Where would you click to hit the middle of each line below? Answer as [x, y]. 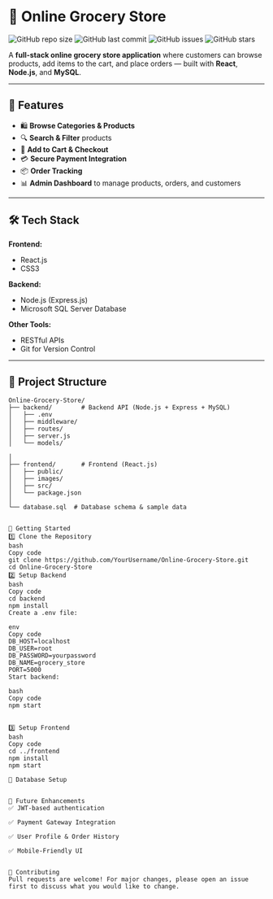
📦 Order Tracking [51, 171]
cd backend [27, 599]
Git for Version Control [58, 348]
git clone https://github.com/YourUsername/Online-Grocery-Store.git [129, 561]
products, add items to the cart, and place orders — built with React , [123, 63]
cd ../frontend [34, 752]
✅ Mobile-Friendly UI [46, 851]
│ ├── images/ [36, 479]
